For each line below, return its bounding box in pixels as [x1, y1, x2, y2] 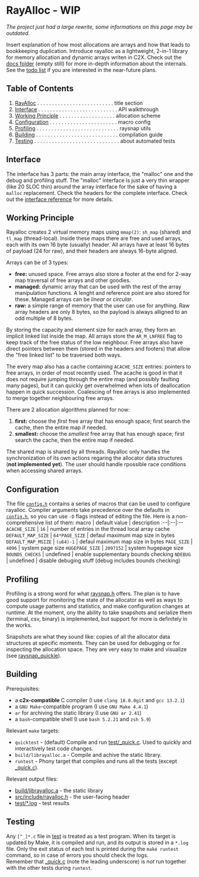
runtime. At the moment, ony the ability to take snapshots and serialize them [6, 609, 192, 616]
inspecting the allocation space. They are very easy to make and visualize [6, 646, 187, 653]
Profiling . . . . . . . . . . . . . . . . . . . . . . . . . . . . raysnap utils [14, 124, 151, 131]
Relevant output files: [6, 775, 58, 782]
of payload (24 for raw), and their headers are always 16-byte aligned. [6, 247, 178, 254]
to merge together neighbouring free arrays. [6, 395, 115, 402]
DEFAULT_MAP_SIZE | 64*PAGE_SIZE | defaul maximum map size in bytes [6, 532, 175, 539]
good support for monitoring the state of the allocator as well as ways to [6, 596, 183, 603]
